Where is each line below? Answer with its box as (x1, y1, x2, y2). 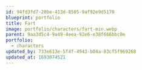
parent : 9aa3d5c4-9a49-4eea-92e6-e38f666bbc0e (5, 32, 126, 38)
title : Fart (5, 20, 36, 26)
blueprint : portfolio (5, 15, 61, 21)
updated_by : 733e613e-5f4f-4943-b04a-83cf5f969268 (5, 49, 137, 55)
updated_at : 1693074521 (5, 54, 66, 60)
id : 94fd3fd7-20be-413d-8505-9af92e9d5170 (5, 9, 115, 15)
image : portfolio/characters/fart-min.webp (5, 26, 118, 32)
